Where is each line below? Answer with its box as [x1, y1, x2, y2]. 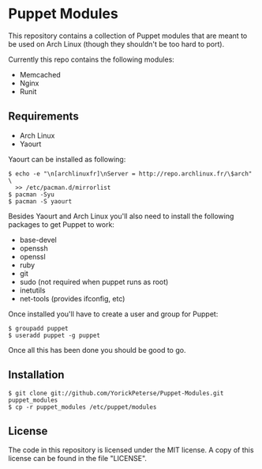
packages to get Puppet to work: [8, 219, 114, 229]
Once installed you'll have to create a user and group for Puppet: [8, 309, 219, 319]
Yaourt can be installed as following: [8, 154, 126, 164]
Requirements [8, 110, 79, 123]
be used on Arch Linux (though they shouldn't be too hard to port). [8, 39, 225, 48]
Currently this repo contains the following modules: [8, 55, 175, 64]
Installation [8, 369, 65, 382]
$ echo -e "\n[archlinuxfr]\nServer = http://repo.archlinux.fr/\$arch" [8, 169, 253, 178]
